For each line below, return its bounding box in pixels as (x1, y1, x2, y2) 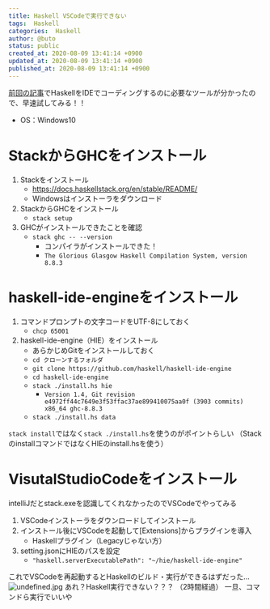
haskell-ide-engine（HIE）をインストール (19, 335, 158, 345)
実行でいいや (29, 592, 73, 602)
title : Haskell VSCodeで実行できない (8, 11, 127, 20)
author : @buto (8, 34, 57, 43)
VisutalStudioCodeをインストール (8, 470, 237, 488)
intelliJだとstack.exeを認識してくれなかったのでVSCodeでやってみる (8, 498, 237, 508)
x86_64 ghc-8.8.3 (44, 404, 103, 413)
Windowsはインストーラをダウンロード (32, 194, 163, 203)
